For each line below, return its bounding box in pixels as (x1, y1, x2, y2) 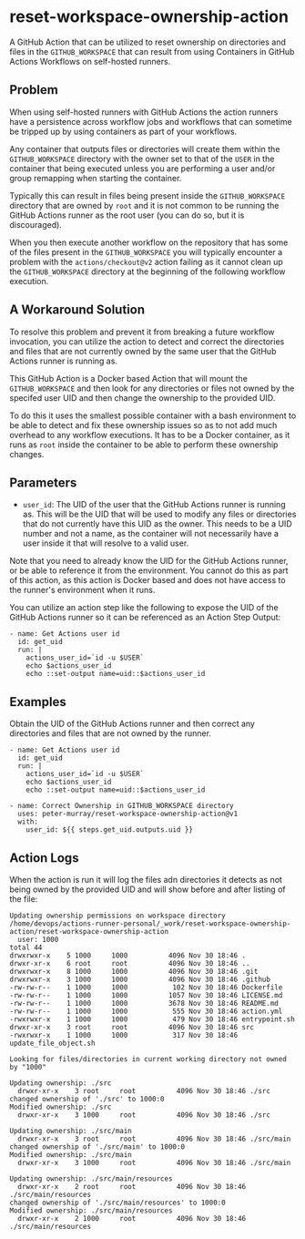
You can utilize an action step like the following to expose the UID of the (9, 602, 280, 613)
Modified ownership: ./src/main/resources (9, 1206, 173, 1215)
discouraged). (9, 219, 62, 230)
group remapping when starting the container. (9, 172, 182, 183)
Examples (9, 694, 66, 710)
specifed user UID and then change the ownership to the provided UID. (9, 392, 276, 403)
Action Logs (9, 850, 79, 865)
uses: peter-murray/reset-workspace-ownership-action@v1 (17, 809, 239, 819)
